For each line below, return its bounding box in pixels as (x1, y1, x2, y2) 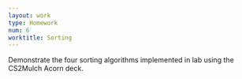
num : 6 (8, 26, 30, 34)
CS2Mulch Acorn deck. (8, 64, 84, 73)
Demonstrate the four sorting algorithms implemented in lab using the (8, 55, 234, 65)
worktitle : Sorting (8, 33, 73, 42)
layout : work (8, 11, 51, 20)
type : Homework (8, 19, 58, 27)
